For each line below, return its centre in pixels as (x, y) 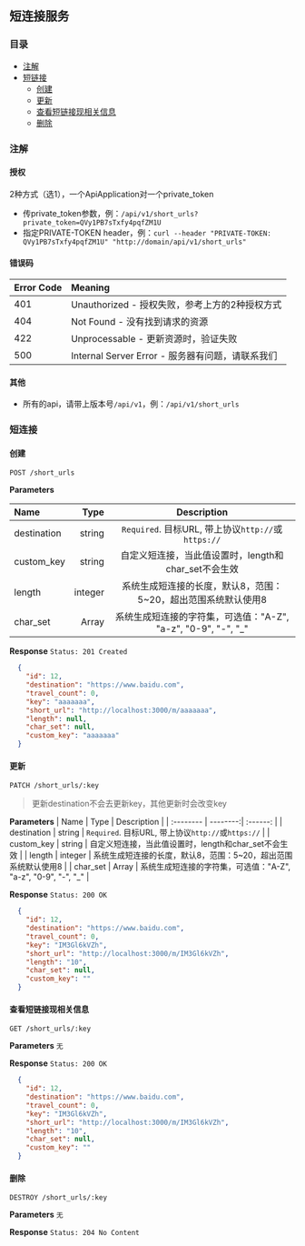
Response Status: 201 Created (69, 651)
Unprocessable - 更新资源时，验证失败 (154, 339)
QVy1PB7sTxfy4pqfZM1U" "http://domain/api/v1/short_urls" (134, 242)
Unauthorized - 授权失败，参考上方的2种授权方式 (177, 305)
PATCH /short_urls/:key (54, 786)
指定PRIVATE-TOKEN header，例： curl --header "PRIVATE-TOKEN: (147, 232)
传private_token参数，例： (72, 213)
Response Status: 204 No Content (74, 1232)
